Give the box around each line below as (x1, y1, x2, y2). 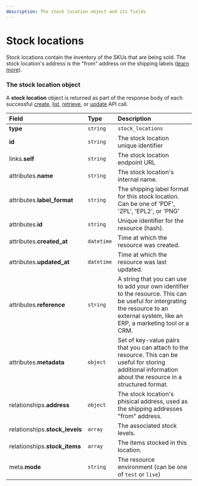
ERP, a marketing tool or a (117, 319, 189, 327)
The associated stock (117, 421, 177, 429)
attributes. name (9, 172, 54, 180)
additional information (117, 365, 179, 373)
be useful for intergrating (117, 297, 187, 305)
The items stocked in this (117, 438, 187, 446)
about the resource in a (117, 373, 182, 381)
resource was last (117, 258, 167, 266)
